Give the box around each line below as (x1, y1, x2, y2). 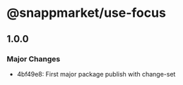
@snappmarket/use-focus (6, 5, 167, 21)
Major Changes (6, 54, 61, 64)
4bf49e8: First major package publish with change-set (16, 70, 176, 78)
